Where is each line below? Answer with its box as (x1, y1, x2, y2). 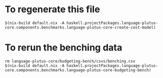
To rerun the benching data (5, 42, 123, 54)
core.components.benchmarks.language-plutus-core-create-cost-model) (5, 24, 156, 30)
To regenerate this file (5, 4, 100, 15)
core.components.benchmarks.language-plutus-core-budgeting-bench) (5, 67, 152, 72)
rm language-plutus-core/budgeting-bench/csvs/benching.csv (5, 59, 136, 64)
